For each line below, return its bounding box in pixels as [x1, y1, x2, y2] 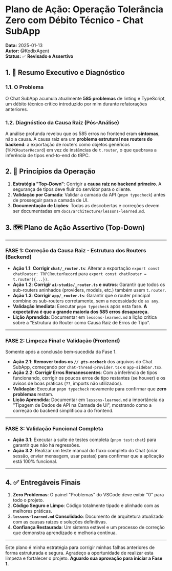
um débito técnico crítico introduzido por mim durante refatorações [5, 101, 147, 107]
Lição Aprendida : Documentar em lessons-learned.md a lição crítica [12, 314, 157, 320]
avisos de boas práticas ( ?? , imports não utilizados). [12, 380, 123, 387]
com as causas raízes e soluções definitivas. [12, 519, 107, 525]
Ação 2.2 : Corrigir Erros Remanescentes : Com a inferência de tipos [12, 369, 158, 376]
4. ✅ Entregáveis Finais [5, 478, 81, 487]
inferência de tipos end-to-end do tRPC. [5, 152, 90, 158]
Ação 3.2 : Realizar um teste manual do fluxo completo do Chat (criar [12, 448, 158, 454]
